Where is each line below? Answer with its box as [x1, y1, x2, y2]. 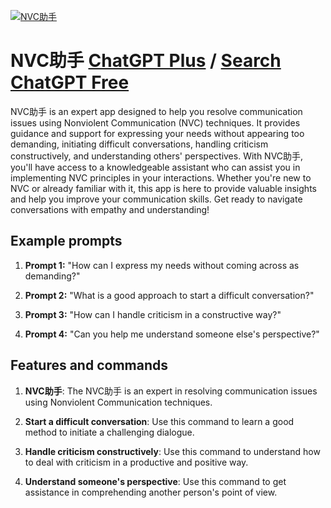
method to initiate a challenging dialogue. [24, 426, 195, 438]
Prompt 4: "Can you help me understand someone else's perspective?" [24, 328, 320, 340]
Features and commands [10, 357, 168, 374]
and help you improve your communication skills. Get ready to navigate [10, 193, 303, 205]
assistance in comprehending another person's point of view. [24, 486, 278, 498]
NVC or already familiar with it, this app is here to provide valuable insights [10, 182, 317, 194]
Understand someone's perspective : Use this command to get [24, 475, 287, 487]
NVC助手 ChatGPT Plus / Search [10, 50, 282, 72]
